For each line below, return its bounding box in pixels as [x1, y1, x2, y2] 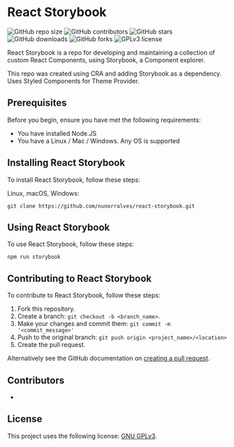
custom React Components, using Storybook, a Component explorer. [7, 55, 206, 64]
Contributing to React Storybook [7, 272, 152, 284]
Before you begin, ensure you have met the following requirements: [7, 115, 201, 124]
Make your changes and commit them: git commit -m [17, 320, 171, 328]
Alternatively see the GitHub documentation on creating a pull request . [7, 354, 210, 362]
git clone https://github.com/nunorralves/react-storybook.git [7, 202, 196, 210]
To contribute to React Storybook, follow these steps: [7, 291, 161, 299]
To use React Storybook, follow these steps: [7, 240, 134, 248]
